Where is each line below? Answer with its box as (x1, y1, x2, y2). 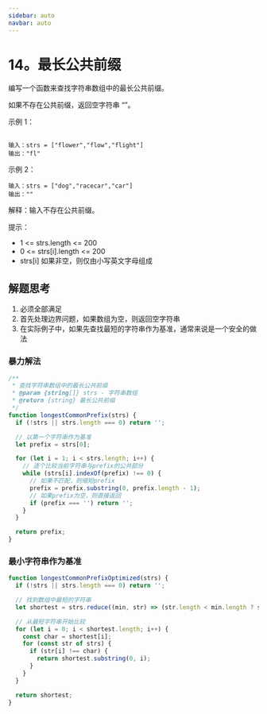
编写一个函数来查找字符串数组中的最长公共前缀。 (8, 83, 168, 93)
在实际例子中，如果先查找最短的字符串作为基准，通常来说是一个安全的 (19, 324, 250, 334)
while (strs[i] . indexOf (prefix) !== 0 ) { (22, 469, 161, 477)
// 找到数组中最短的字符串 (15, 596, 91, 604)
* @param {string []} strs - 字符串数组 (11, 389, 137, 397)
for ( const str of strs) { (22, 640, 112, 648)
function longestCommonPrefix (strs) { (8, 411, 137, 419)
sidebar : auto (8, 11, 56, 20)
